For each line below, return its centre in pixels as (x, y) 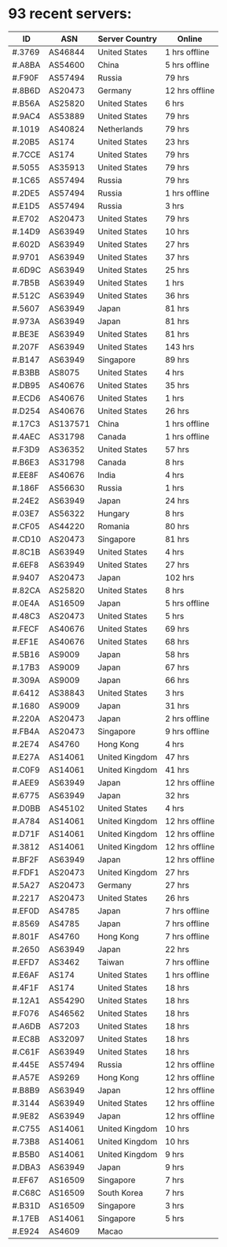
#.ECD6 (26, 398)
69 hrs (177, 629)
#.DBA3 (26, 1167)
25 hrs (177, 270)
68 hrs (177, 641)
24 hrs (177, 500)
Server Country (127, 39)
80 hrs (177, 526)
